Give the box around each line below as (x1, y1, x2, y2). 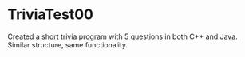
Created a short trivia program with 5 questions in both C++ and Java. (7, 32, 239, 41)
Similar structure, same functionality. (7, 40, 128, 49)
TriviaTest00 (7, 6, 93, 24)
